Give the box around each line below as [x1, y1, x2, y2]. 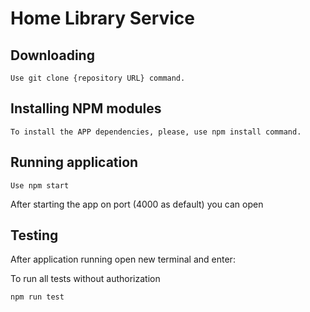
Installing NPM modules [10, 100, 162, 117]
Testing [10, 227, 59, 244]
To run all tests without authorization [10, 273, 161, 285]
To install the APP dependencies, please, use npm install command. [10, 127, 302, 137]
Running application [10, 154, 139, 171]
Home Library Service [10, 7, 196, 30]
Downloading [10, 47, 95, 64]
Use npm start [10, 180, 70, 191]
